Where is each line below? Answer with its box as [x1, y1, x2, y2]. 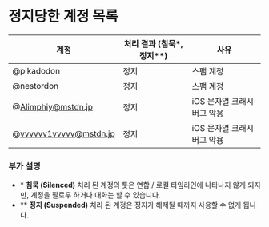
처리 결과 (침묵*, [123, 38, 183, 49]
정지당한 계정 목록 [8, 7, 118, 26]
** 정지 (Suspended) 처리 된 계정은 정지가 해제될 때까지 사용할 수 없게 [19, 201, 242, 210]
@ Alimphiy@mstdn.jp [12, 101, 94, 112]
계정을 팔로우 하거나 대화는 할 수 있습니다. [30, 190, 162, 200]
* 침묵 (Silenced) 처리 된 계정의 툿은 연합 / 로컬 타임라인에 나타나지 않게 [19, 181, 247, 190]
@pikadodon [12, 65, 61, 76]
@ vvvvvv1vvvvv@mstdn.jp [12, 128, 115, 139]
